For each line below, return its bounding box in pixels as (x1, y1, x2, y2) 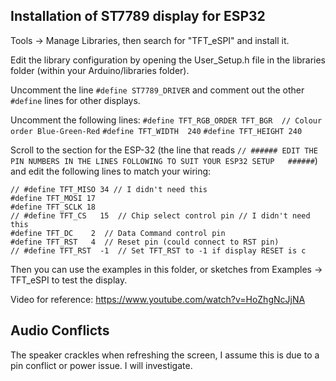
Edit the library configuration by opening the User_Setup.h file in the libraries (10, 54, 326, 66)
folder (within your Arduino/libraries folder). (10, 64, 190, 76)
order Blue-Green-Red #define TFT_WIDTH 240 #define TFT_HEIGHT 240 (10, 126, 303, 136)
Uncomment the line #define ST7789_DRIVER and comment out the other (10, 84, 305, 96)
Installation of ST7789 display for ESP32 (10, 8, 266, 25)
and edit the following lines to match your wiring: (10, 165, 212, 177)
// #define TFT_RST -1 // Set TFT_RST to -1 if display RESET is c (10, 245, 307, 256)
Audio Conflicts (10, 322, 110, 339)
